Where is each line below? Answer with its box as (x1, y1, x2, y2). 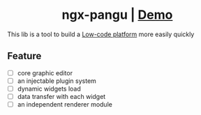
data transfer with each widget (17, 92, 106, 100)
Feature (7, 50, 42, 62)
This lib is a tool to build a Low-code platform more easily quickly (7, 30, 195, 38)
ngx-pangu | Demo (61, 7, 173, 23)
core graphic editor (17, 68, 73, 77)
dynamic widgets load (17, 84, 82, 93)
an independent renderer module (17, 100, 113, 108)
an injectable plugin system (17, 77, 96, 85)
